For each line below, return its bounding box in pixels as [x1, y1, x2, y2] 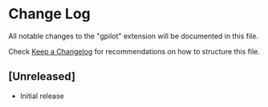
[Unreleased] [8, 69, 76, 84]
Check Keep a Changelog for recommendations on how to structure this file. [8, 46, 261, 56]
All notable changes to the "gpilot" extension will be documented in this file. [8, 31, 259, 41]
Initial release [19, 91, 64, 101]
